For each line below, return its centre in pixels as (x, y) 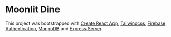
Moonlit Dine (33, 9)
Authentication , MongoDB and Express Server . (54, 28)
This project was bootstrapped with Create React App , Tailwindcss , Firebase (85, 23)
